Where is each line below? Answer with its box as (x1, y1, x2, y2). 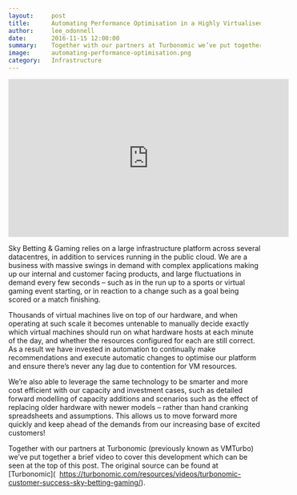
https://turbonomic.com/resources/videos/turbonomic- (59, 469, 242, 478)
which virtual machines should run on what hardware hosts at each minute (8, 327, 255, 337)
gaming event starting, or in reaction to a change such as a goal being (8, 286, 239, 295)
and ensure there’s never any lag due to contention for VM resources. (8, 361, 238, 371)
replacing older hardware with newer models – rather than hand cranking (8, 402, 249, 412)
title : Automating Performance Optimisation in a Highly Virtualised (8, 19, 263, 27)
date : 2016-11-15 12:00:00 (8, 34, 120, 43)
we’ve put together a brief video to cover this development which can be (8, 452, 248, 461)
